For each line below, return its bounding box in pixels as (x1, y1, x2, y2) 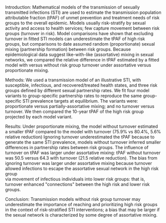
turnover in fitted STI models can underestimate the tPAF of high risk (5, 36, 145, 42)
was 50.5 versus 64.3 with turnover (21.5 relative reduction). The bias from (5, 155, 158, 161)
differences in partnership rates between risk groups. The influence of (5, 145, 149, 150)
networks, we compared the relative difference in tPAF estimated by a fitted (5, 57, 160, 62)
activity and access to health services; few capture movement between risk (5, 25, 160, 31)
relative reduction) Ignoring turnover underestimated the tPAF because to (5, 134, 155, 140)
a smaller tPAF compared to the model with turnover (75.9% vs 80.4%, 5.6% (5, 129, 161, 134)
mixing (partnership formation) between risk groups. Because (5, 47, 131, 52)
